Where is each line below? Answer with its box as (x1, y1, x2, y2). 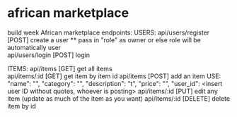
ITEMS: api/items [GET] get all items (7, 64, 112, 73)
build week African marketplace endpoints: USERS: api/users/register (7, 28, 210, 37)
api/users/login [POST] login (7, 51, 91, 59)
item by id (7, 101, 37, 110)
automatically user (7, 43, 62, 51)
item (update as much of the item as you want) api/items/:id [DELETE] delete (7, 94, 231, 103)
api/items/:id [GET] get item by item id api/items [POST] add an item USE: (7, 72, 221, 80)
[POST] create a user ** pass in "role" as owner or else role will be (7, 35, 202, 44)
